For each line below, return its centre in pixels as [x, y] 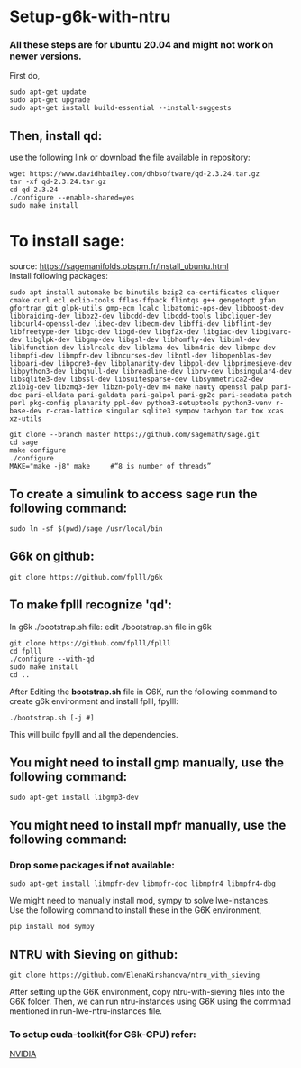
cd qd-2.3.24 [34, 190]
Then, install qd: [56, 136]
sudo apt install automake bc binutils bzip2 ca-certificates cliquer [145, 293]
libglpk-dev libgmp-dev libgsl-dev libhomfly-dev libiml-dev [142, 340]
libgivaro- [272, 332]
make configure [38, 450]
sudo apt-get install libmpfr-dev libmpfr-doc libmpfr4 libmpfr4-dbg [143, 884]
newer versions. [46, 56]
